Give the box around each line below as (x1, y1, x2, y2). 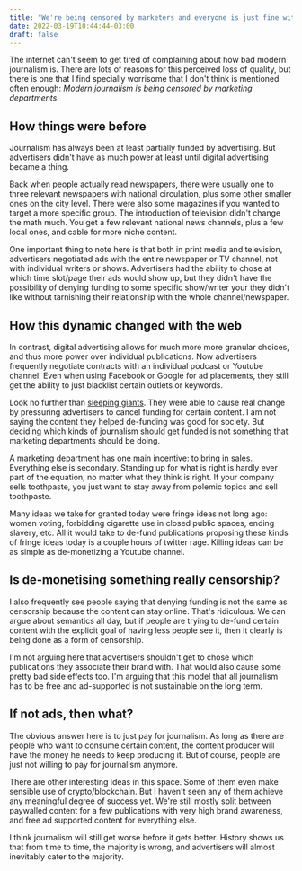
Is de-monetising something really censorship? (9, 572, 280, 588)
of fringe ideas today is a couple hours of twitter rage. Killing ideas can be (9, 537, 284, 548)
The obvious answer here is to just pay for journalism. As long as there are (9, 730, 285, 741)
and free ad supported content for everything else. (9, 814, 198, 825)
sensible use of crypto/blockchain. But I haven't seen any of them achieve (9, 786, 284, 796)
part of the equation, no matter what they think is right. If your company (9, 472, 274, 482)
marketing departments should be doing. (9, 435, 160, 445)
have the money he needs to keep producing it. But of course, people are (9, 749, 280, 760)
